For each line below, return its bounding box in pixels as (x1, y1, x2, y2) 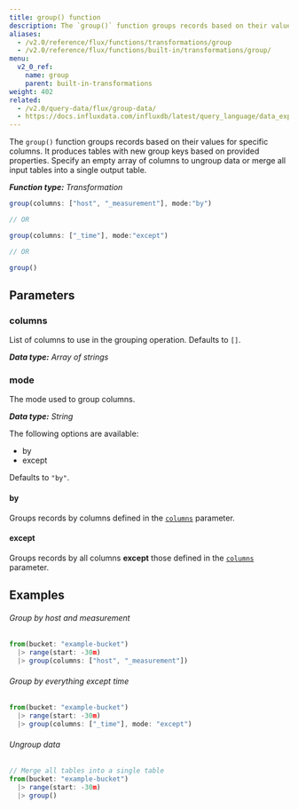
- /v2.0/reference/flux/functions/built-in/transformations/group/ (17, 46, 272, 55)
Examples (9, 588, 65, 603)
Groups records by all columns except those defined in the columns (9, 552, 255, 563)
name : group (25, 71, 69, 80)
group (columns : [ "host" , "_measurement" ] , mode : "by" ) (9, 199, 213, 209)
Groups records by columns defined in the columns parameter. (9, 512, 235, 523)
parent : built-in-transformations (25, 79, 153, 88)
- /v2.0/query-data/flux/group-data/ (17, 104, 157, 113)
